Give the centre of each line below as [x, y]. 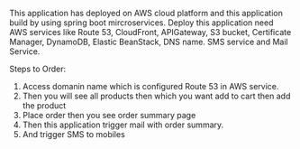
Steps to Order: [38, 69]
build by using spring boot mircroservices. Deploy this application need [141, 23]
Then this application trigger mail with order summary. [123, 125]
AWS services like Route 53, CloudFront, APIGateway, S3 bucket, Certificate [150, 32]
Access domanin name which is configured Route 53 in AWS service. [150, 86]
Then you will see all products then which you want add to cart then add [156, 96]
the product [44, 106]
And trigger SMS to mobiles [74, 134]
